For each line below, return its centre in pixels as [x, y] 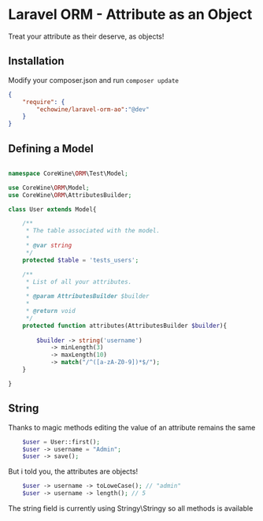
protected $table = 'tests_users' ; [81, 260]
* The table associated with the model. [93, 231]
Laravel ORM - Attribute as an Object [130, 15]
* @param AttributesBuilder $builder [87, 296]
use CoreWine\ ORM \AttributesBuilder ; [70, 195]
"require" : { [44, 102]
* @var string [49, 246]
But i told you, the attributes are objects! [73, 471]
